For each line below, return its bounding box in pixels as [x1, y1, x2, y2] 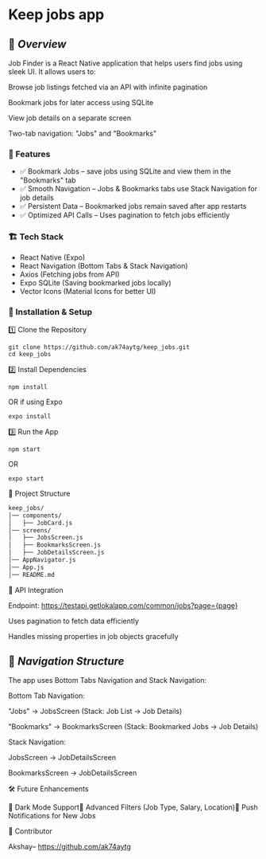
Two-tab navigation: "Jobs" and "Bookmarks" [8, 129, 157, 138]
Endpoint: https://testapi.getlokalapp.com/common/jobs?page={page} [8, 600, 238, 610]
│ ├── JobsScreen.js [8, 534, 83, 542]
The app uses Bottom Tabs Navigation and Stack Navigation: [8, 676, 207, 685]
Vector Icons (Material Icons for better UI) [19, 286, 156, 296]
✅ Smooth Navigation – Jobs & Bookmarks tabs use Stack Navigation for [19, 184, 258, 194]
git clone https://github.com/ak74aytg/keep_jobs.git [8, 343, 191, 351]
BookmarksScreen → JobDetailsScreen [8, 768, 137, 778]
